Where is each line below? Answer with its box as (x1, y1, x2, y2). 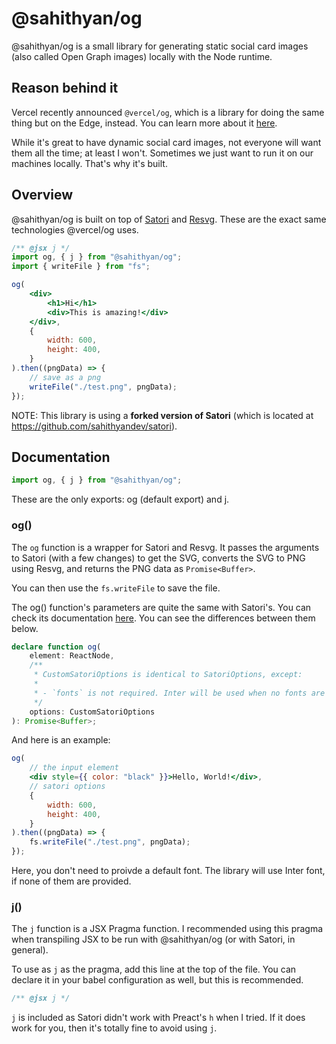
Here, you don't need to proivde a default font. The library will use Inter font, (11, 865, 326, 877)
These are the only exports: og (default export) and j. (11, 493, 230, 506)
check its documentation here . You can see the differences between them (11, 612, 316, 624)
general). (11, 944, 49, 956)
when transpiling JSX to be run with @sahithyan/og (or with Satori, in (11, 933, 296, 946)
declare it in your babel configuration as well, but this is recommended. (11, 974, 304, 986)
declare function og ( (11, 642, 102, 652)
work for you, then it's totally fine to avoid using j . (11, 1022, 218, 1034)
